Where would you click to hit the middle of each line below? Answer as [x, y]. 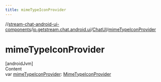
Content [14, 68]
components [18, 29]
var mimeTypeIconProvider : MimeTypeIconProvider [58, 74]
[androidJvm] [19, 63]
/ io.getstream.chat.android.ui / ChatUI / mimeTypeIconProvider [94, 29]
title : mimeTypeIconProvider [36, 10]
